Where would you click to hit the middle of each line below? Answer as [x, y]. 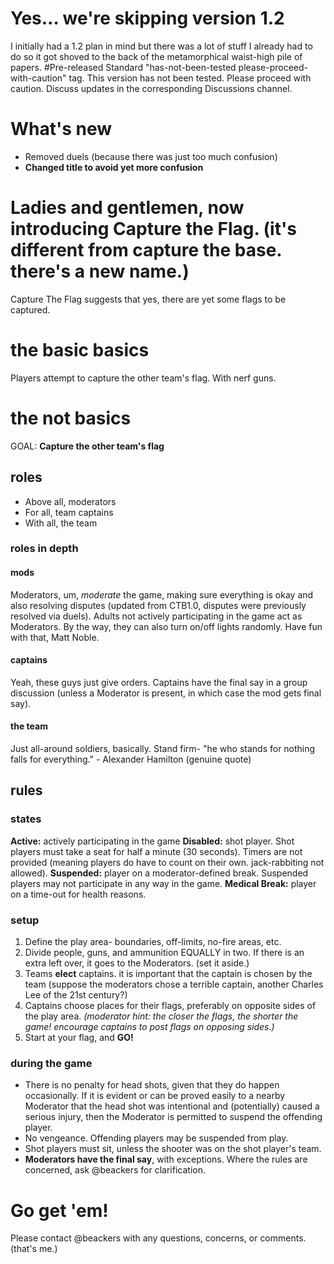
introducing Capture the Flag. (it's [153, 229]
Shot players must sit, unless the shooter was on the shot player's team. [173, 1149]
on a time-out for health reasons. [78, 894]
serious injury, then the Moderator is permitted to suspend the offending [173, 1117]
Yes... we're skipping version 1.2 [147, 18]
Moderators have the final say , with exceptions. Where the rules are [166, 1159]
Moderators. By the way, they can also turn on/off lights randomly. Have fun [166, 626]
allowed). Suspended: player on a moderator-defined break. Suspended [159, 873]
